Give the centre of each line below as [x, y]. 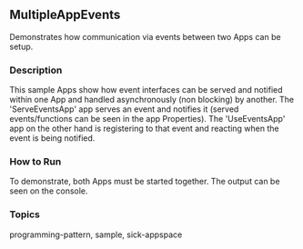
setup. [21, 46]
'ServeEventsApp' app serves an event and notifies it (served [124, 109]
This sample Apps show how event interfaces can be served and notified [146, 90]
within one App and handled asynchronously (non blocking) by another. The [152, 100]
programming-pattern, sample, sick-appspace [96, 234]
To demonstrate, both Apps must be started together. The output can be [145, 182]
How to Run [35, 162]
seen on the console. [49, 191]
